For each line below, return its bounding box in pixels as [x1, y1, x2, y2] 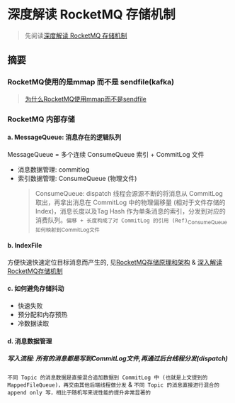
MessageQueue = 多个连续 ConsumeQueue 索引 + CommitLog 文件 [7, 150, 205, 158]
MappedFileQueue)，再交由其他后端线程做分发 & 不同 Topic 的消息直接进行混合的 [7, 380, 219, 389]
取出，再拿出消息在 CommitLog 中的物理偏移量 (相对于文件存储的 [35, 198, 226, 206]
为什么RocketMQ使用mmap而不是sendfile [24, 94, 147, 103]
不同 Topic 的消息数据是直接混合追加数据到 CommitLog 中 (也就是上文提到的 [7, 374, 208, 381]
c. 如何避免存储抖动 [7, 285, 64, 293]
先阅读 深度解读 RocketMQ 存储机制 [24, 31, 127, 40]
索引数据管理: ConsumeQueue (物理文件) [17, 174, 137, 182]
